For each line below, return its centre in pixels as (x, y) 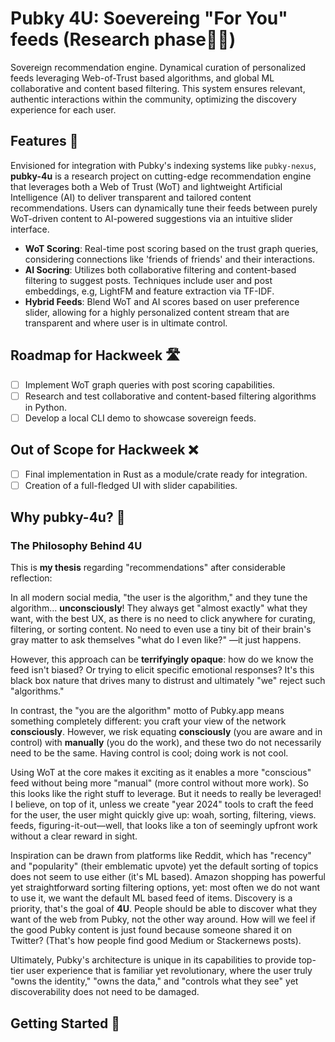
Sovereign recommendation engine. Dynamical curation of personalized (158, 67)
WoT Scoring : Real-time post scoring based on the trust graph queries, (171, 248)
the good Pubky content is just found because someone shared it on (151, 930)
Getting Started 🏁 (65, 1023)
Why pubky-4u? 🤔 (68, 517)
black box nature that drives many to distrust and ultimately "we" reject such (168, 681)
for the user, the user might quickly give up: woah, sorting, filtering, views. (163, 815)
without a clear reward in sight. (74, 836)
